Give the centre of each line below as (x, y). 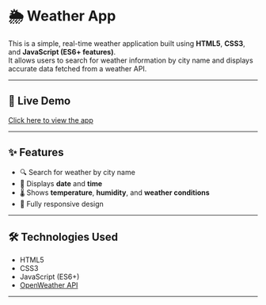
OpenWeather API (49, 285)
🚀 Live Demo (40, 101)
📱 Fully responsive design (62, 204)
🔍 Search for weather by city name (78, 172)
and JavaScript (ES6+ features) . (62, 51)
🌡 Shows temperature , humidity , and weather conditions (114, 193)
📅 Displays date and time (61, 183)
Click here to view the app (51, 120)
